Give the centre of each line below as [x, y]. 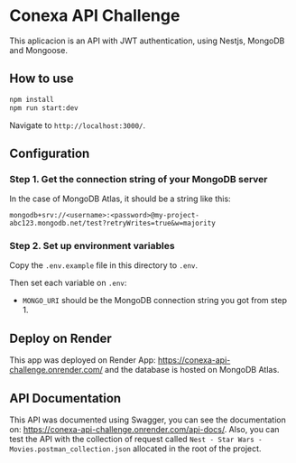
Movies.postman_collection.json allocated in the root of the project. [135, 449]
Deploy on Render [61, 338]
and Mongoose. [38, 50]
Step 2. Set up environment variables [92, 246]
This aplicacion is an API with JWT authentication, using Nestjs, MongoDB [147, 41]
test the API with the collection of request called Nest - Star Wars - [136, 440]
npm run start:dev [44, 108]
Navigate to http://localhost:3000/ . [78, 125]
